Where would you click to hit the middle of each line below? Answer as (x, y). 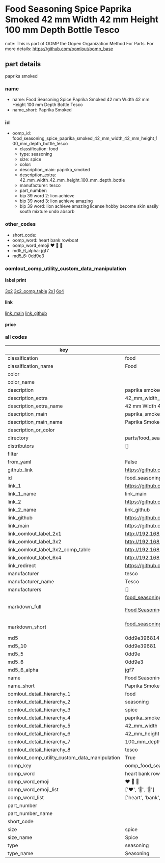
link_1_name (22, 493)
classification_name (30, 366)
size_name (20, 837)
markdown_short (27, 627)
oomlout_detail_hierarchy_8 (39, 750)
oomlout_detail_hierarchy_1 (39, 694)
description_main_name (35, 422)
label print (16, 280)
